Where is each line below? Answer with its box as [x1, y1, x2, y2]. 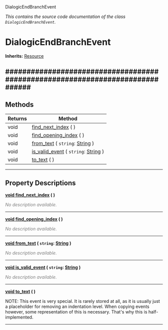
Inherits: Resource [5, 53, 44, 59]
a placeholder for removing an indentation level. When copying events [5, 303, 149, 309]
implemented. [5, 314, 33, 320]
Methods [5, 100, 34, 109]
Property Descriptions [5, 179, 76, 187]
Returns [7, 115, 27, 122]
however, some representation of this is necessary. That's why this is [5, 308, 147, 314]
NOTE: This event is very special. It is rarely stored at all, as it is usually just [5, 298, 160, 304]
